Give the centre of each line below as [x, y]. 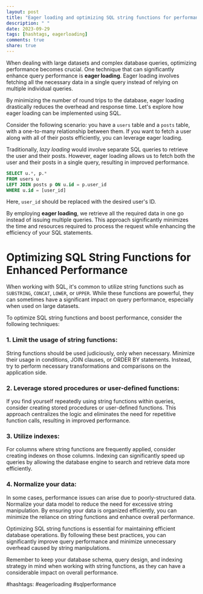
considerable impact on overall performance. [62, 572]
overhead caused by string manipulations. [59, 547]
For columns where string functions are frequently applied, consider [91, 449]
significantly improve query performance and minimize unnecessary [91, 541]
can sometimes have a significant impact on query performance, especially [100, 299]
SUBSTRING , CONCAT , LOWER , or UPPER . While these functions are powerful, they [100, 293]
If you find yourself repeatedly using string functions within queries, [91, 401]
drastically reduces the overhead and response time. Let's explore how [95, 106]
